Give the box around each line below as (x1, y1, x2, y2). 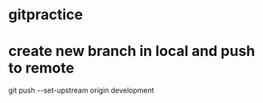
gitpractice (8, 6, 83, 24)
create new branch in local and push (8, 42, 256, 61)
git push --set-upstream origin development (8, 85, 154, 95)
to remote (8, 59, 75, 77)
